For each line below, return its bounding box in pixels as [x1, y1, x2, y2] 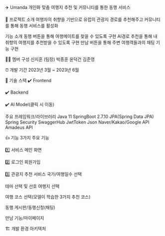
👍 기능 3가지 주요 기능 [5, 135, 50, 140]
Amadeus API [5, 124, 33, 130]
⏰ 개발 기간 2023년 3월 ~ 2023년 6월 [5, 67, 80, 73]
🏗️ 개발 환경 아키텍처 [5, 226, 46, 232]
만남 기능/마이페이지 [5, 215, 44, 221]
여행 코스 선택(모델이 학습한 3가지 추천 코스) [5, 194, 91, 200]
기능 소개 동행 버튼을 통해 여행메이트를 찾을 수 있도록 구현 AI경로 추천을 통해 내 [5, 33, 158, 39]
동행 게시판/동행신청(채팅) [5, 205, 56, 210]
